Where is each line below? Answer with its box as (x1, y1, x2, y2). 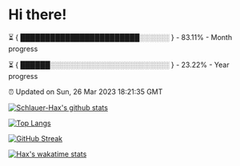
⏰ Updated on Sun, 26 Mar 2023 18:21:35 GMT (8, 86, 163, 97)
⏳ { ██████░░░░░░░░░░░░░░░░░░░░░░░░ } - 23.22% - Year (8, 60, 230, 69)
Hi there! (8, 6, 67, 24)
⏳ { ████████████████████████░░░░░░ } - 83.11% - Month (8, 32, 233, 41)
